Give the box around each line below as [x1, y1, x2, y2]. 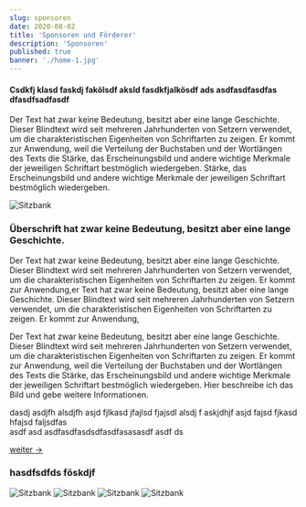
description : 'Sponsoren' [9, 38, 108, 48]
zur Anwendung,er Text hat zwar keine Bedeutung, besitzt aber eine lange [9, 284, 290, 295]
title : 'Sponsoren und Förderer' [9, 30, 137, 39]
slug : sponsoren [9, 13, 71, 23]
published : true [9, 48, 71, 57]
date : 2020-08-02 [9, 22, 76, 31]
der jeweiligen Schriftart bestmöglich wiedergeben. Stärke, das [9, 163, 247, 174]
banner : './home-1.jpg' [9, 56, 100, 65]
